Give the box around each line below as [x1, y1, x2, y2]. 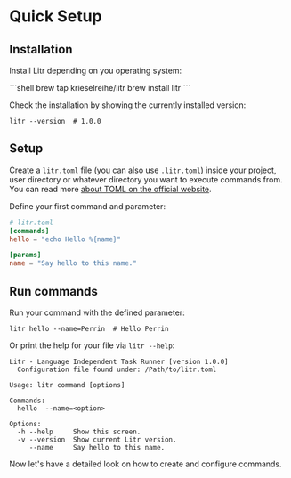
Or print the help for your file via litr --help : [9, 340, 175, 351]
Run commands [9, 283, 98, 299]
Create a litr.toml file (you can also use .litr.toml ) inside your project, [9, 165, 277, 175]
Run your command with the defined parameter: [9, 307, 185, 318]
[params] [9, 251, 42, 260]
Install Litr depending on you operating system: [9, 65, 182, 76]
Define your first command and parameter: [9, 200, 166, 211]
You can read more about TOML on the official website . [9, 183, 212, 194]
